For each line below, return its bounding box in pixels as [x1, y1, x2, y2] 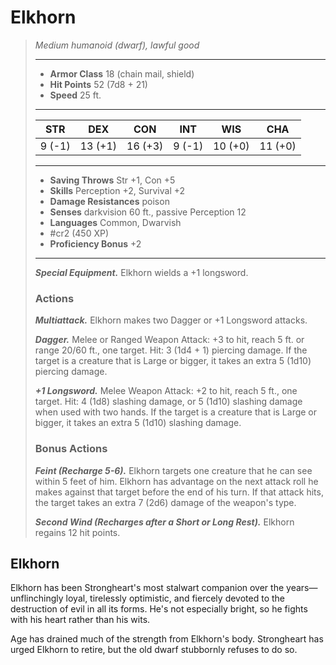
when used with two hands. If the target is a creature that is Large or [34, 406, 318, 418]
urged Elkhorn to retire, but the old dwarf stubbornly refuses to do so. [10, 644, 298, 656]
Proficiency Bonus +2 [49, 237, 142, 250]
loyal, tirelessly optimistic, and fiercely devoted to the [65, 592, 285, 605]
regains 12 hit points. [34, 526, 121, 538]
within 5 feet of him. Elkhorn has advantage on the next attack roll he [34, 475, 319, 487]
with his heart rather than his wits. [10, 614, 151, 626]
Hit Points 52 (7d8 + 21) [49, 78, 148, 90]
